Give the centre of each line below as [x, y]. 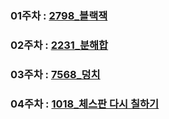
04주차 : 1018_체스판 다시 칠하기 [85, 104]
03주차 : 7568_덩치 [55, 74]
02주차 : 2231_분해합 [59, 45]
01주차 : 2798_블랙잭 [59, 15]
